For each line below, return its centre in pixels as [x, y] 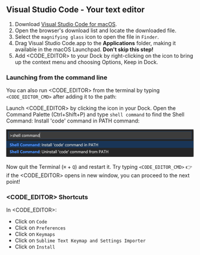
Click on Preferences [40, 228]
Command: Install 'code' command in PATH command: [73, 121]
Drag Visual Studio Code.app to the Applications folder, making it [95, 43]
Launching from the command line [57, 77]
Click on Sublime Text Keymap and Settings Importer [80, 241]
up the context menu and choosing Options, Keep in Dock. [86, 62]
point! [13, 181]
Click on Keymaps [35, 234]
